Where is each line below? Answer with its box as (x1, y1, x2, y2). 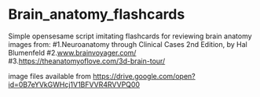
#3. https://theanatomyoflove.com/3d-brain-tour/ (8, 56, 166, 66)
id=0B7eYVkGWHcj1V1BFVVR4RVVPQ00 (8, 80, 140, 89)
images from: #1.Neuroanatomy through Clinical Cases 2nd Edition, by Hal (8, 39, 247, 48)
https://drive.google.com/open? (93, 71, 196, 81)
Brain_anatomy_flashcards (8, 5, 185, 23)
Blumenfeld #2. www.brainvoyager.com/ (8, 48, 137, 57)
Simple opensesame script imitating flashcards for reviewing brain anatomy (8, 31, 253, 41)
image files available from (8, 71, 92, 81)
